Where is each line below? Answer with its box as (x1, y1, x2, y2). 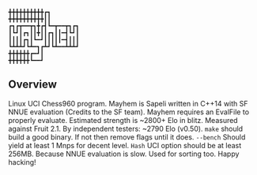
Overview (8, 78, 58, 91)
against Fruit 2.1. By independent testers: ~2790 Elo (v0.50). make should (8, 124, 244, 133)
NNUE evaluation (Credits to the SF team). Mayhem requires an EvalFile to (8, 107, 250, 117)
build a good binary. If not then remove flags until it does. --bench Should (8, 132, 246, 142)
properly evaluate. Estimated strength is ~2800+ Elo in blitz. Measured (8, 115, 239, 125)
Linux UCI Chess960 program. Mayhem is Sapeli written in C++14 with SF (8, 99, 248, 108)
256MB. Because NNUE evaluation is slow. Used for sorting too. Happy (8, 149, 240, 158)
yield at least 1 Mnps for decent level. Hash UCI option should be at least (8, 140, 242, 150)
